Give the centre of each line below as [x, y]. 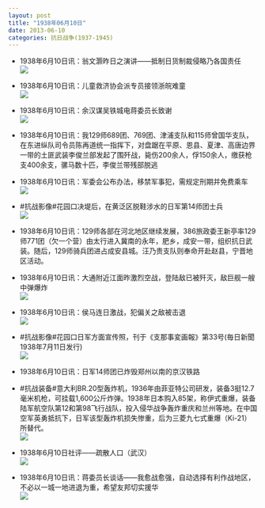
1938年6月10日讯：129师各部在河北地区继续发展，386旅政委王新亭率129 [138, 231]
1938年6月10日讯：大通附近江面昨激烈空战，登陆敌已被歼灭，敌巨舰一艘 [137, 278]
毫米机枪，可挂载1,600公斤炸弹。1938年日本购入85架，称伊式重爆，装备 [138, 398]
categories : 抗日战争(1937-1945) [61, 38]
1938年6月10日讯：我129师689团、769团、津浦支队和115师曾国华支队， [136, 135]
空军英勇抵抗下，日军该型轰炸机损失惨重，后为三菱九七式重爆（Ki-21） [135, 418]
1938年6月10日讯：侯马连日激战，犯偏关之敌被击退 [102, 313]
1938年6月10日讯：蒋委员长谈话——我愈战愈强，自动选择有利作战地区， [137, 478]
